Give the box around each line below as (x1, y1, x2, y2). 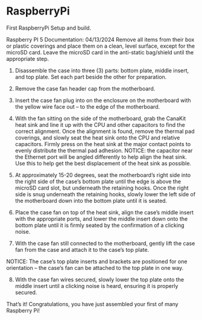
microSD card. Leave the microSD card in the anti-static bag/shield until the (6, 48, 194, 56)
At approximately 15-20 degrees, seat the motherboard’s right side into (14, 171, 191, 179)
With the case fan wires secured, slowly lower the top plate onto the (14, 276, 185, 283)
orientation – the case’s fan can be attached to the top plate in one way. (6, 264, 184, 271)
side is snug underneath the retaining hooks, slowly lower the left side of (14, 190, 196, 197)
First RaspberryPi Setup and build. (6, 24, 92, 31)
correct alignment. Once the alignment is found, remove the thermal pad (14, 127, 195, 135)
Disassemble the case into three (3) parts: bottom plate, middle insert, (14, 66, 189, 74)
